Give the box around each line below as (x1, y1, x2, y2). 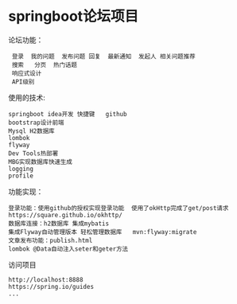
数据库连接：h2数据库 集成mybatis (8, 220, 110, 228)
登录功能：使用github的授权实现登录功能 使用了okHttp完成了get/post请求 (8, 204, 229, 212)
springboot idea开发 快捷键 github (8, 110, 127, 118)
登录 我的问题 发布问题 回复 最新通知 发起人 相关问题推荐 (11, 53, 196, 60)
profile (8, 172, 34, 180)
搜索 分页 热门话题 (11, 60, 78, 68)
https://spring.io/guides (8, 283, 94, 290)
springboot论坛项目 (8, 7, 139, 25)
